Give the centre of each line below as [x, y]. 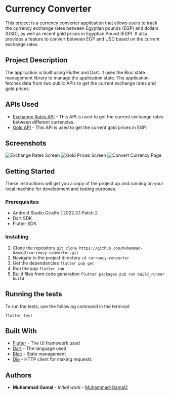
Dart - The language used [39, 348]
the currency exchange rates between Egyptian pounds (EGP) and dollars [82, 28]
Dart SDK [22, 218]
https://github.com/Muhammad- [111, 248]
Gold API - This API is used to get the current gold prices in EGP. [80, 127]
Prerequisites [22, 202]
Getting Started [30, 171]
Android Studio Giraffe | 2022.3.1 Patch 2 [55, 213]
